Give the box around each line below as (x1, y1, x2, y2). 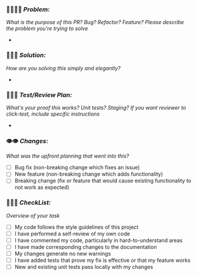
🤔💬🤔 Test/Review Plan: (6, 91, 72, 99)
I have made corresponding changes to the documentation (14, 243, 157, 250)
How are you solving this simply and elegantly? (6, 64, 121, 71)
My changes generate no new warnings (14, 250, 111, 257)
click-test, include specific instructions (6, 110, 100, 117)
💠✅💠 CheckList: (6, 199, 51, 207)
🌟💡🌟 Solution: (6, 51, 46, 60)
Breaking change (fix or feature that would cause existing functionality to (14, 177, 192, 185)
